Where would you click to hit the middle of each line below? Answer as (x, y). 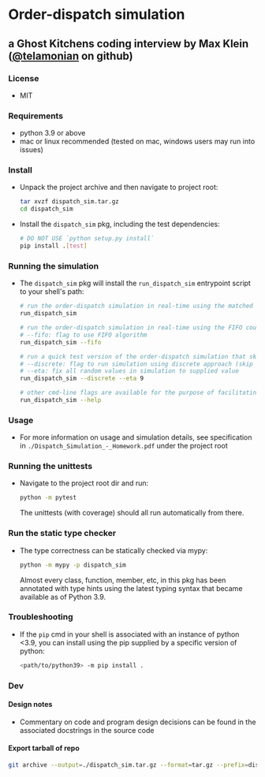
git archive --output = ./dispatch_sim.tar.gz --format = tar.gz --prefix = (128, 765)
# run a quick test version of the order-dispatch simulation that (132, 356)
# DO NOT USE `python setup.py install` (87, 239)
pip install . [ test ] (53, 246)
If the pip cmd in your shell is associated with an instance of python (129, 634)
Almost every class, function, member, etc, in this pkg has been (123, 580)
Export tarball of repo (44, 748)
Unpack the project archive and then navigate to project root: (119, 188)
